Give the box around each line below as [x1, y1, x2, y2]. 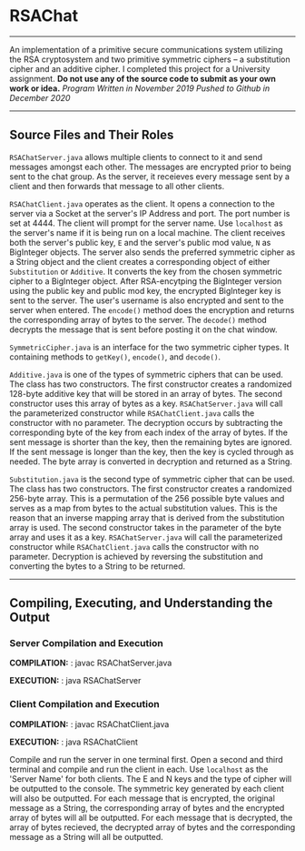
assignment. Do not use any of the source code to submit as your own [9, 73, 277, 84]
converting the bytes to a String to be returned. [9, 561, 186, 572]
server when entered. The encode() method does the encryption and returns [9, 304, 295, 315]
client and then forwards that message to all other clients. [9, 180, 225, 191]
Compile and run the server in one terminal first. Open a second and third [9, 754, 283, 765]
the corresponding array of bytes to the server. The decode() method [9, 314, 268, 325]
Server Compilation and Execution [9, 637, 163, 650]
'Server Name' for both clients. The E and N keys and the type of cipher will [9, 773, 292, 784]
